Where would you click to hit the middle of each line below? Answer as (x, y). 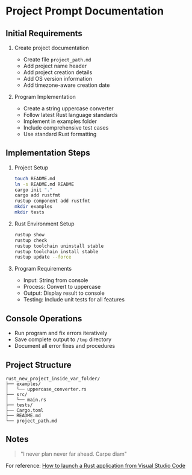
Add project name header (55, 66)
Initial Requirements (44, 33)
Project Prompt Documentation (85, 11)
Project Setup (31, 168)
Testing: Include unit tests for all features (74, 300)
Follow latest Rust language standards (70, 115)
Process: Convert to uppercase (62, 287)
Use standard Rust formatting (60, 134)
